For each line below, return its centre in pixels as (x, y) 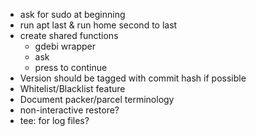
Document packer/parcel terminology (97, 99)
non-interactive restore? (69, 110)
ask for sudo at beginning (72, 14)
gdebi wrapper (65, 46)
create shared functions (69, 35)
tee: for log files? (54, 120)
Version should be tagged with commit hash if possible (133, 78)
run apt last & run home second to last (98, 25)
